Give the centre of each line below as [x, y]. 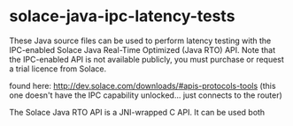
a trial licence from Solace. [58, 69]
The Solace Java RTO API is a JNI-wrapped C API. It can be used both [137, 112]
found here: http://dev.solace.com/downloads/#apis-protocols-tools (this [143, 85]
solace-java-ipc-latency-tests [122, 16]
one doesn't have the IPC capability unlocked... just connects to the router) [146, 95]
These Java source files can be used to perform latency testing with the [140, 41]
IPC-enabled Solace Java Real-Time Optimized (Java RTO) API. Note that [143, 49]
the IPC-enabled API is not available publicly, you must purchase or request [147, 59]
